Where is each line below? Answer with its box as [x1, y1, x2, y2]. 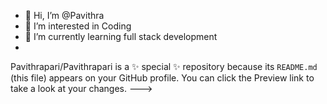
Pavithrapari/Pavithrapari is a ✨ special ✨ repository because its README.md [10, 61, 318, 72]
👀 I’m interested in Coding [24, 20, 132, 32]
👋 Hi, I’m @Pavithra [24, 10, 105, 21]
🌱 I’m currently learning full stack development [24, 31, 218, 42]
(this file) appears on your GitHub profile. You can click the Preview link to [10, 72, 315, 84]
